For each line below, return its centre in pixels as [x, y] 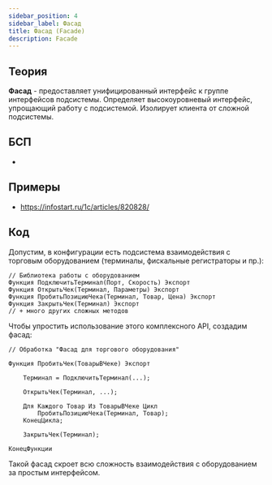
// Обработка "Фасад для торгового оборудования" [94, 350]
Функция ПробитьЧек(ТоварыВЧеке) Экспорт [80, 363]
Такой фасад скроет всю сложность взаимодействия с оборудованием [133, 464]
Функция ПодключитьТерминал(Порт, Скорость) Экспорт [99, 282]
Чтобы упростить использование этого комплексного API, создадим [128, 326]
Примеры [35, 187]
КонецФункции [30, 449]
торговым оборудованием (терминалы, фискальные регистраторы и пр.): [136, 260]
